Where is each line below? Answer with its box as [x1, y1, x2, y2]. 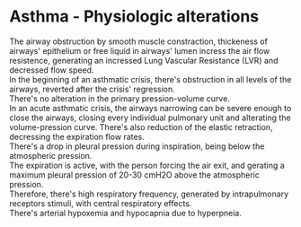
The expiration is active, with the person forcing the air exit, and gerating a [9, 160, 285, 170]
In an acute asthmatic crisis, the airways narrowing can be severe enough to [9, 102, 292, 113]
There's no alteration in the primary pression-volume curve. [9, 92, 231, 104]
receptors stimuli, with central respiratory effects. [9, 197, 192, 208]
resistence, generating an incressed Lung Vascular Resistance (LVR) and [9, 55, 279, 65]
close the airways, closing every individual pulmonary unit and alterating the [9, 112, 291, 123]
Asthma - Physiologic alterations [9, 6, 260, 27]
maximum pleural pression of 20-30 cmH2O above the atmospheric [9, 169, 261, 180]
